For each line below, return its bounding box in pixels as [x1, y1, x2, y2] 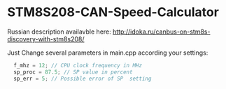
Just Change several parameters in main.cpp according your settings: [7, 48, 209, 57]
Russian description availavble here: [7, 27, 112, 36]
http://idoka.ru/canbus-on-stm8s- [112, 27, 211, 36]
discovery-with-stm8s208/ [7, 34, 85, 43]
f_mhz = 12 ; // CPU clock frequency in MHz [13, 62, 142, 69]
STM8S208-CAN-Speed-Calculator [7, 4, 219, 20]
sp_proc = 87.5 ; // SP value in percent [13, 68, 133, 76]
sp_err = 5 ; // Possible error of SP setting [13, 75, 152, 82]
